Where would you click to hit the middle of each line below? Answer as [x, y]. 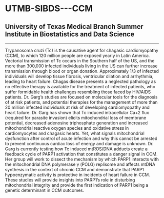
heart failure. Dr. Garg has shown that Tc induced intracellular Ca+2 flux [77, 112]
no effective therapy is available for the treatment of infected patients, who [80, 87]
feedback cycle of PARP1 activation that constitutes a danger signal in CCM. [81, 154]
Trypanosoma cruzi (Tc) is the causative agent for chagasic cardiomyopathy [82, 50]
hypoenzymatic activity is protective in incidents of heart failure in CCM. [78, 175]
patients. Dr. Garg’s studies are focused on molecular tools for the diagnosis [81, 97]
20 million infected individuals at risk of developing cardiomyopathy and [77, 107]
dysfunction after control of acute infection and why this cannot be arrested [81, 139]
